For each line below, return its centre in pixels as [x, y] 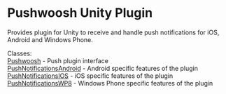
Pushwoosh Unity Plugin [80, 13]
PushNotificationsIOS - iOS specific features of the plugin [90, 76]
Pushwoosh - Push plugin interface [58, 60]
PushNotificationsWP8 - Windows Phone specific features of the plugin [110, 83]
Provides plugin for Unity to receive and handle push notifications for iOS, [113, 32]
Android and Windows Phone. [50, 39]
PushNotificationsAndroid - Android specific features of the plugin [103, 68]
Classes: [20, 53]
